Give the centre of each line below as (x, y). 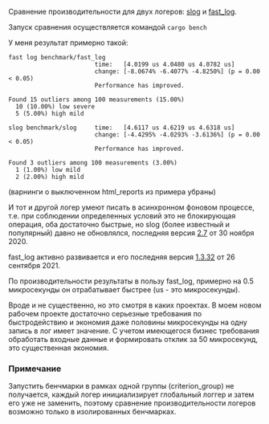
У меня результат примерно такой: (68, 43)
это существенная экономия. (59, 348)
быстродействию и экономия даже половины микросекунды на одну (128, 322)
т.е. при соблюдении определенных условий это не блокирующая (122, 216)
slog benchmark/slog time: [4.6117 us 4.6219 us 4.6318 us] (122, 128)
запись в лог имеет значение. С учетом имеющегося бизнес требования (134, 331)
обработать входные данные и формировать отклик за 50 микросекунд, (133, 339)
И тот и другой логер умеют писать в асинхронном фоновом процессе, (131, 207)
